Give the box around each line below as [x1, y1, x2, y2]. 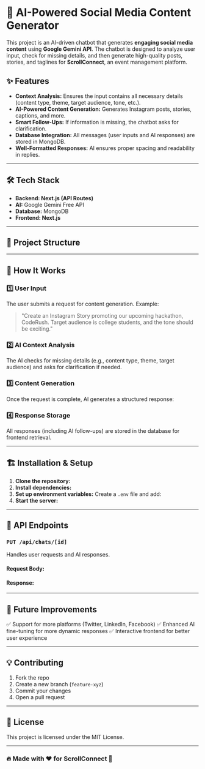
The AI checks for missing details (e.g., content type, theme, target [6, 357, 175, 364]
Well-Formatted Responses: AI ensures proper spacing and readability [15, 144, 195, 152]
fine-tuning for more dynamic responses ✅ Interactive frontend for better [6, 628, 190, 635]
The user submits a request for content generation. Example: [6, 300, 159, 308]
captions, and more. [15, 111, 66, 119]
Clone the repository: [15, 477, 71, 484]
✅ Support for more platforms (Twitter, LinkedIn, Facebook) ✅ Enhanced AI [6, 621, 195, 628]
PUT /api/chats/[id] [6, 539, 68, 546]
